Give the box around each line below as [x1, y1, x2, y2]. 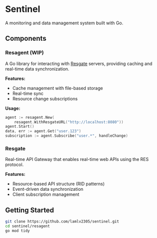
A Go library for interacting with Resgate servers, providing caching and [5, 61, 153, 67]
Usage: [5, 105, 21, 111]
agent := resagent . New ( [5, 115, 55, 120]
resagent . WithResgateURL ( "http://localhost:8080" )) [14, 119, 124, 125]
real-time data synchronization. [5, 66, 70, 72]
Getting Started [5, 206, 54, 214]
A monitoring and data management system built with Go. [5, 20, 124, 26]
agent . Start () [5, 124, 35, 129]
